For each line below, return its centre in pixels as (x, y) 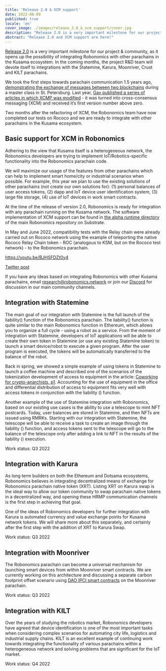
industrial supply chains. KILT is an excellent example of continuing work (79, 638)
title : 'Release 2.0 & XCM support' (43, 10)
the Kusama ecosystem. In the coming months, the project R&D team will (79, 62)
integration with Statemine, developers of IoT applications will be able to (78, 335)
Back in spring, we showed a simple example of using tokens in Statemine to (83, 366)
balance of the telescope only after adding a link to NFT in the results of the (82, 433)
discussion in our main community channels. (50, 287)
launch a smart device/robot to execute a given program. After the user (78, 346)
